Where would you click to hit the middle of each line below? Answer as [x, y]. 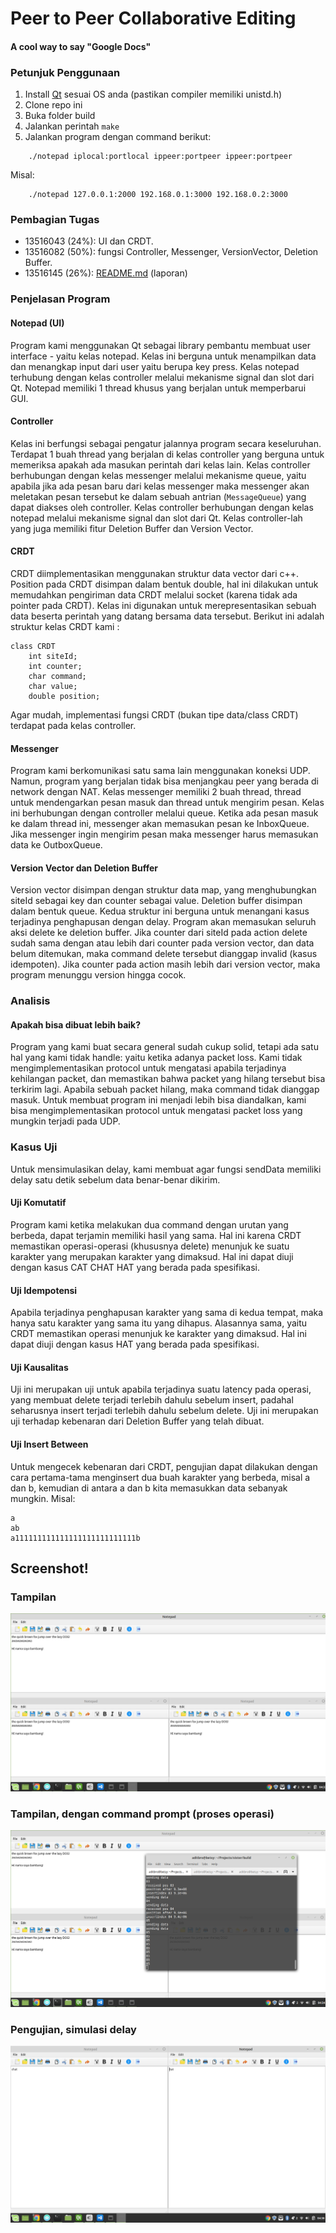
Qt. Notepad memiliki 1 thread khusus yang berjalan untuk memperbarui [158, 388]
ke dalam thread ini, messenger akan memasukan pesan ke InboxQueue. [160, 824]
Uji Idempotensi [44, 1290]
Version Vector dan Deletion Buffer [84, 868]
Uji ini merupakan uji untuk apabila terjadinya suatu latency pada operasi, [161, 1389]
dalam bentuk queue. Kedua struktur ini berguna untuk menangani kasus [160, 911]
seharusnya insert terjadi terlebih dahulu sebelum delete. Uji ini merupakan [164, 1411]
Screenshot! [49, 1568]
